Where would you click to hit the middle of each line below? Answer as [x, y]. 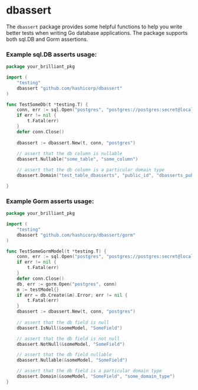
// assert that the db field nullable [64, 355]
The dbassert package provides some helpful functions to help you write [94, 27]
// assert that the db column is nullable [70, 154]
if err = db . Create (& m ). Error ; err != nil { [72, 295]
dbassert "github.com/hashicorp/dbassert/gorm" [76, 235]
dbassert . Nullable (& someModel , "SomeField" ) [72, 360]
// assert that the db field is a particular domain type [89, 371]
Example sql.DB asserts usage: [52, 54]
